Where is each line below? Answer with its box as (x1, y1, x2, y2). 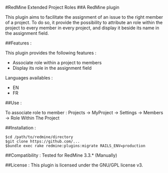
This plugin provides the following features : (5, 50, 97, 56)
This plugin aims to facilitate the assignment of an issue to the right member (5, 14, 163, 20)
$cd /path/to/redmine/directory (5, 135, 73, 140)
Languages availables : (5, 75, 53, 80)
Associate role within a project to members (12, 60, 102, 65)
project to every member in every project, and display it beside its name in (5, 25, 159, 31)
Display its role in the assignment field (12, 65, 92, 71)
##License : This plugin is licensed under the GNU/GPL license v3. (5, 162, 143, 168)
